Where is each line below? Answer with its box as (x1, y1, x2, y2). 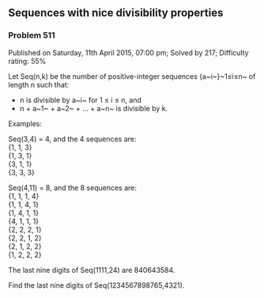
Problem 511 (8, 30, 55, 41)
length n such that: (8, 80, 70, 89)
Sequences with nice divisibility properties (8, 6, 224, 20)
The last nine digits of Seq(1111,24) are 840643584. (8, 265, 175, 274)
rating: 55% (8, 56, 47, 65)
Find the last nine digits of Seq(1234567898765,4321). (8, 280, 185, 290)
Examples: (8, 118, 42, 129)
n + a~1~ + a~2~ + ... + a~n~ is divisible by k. (19, 103, 168, 113)
